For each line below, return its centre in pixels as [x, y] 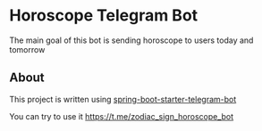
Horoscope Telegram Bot [104, 16]
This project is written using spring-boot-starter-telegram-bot [123, 99]
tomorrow [27, 49]
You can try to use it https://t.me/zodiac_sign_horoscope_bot [122, 116]
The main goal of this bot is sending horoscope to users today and [131, 40]
